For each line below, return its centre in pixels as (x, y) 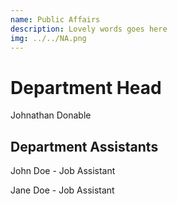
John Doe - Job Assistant (63, 171)
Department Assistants (84, 146)
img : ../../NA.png (48, 38)
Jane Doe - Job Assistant (62, 190)
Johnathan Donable (51, 115)
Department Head (86, 87)
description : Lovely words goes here (89, 29)
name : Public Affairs (55, 19)
